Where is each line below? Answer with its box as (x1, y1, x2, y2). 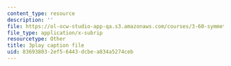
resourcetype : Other (7, 36, 67, 43)
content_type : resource (7, 10, 76, 17)
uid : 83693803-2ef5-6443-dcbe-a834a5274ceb (7, 49, 134, 56)
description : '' (7, 16, 54, 23)
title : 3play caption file (7, 42, 85, 49)
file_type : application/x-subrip (7, 29, 103, 36)
